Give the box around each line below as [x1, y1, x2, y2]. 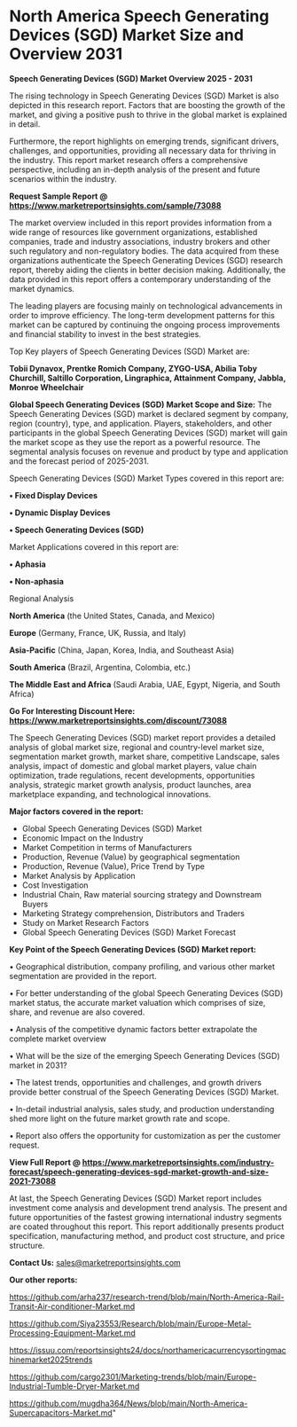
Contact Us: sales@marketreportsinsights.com [9, 1257, 182, 1267]
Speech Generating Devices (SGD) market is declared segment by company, [9, 408, 289, 419]
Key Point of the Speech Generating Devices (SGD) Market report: [9, 944, 257, 954]
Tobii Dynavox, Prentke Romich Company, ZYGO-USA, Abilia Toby [9, 363, 258, 373]
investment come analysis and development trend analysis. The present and [9, 1202, 288, 1212]
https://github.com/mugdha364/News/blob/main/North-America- [9, 1398, 248, 1408]
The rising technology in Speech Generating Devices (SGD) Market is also [9, 90, 279, 101]
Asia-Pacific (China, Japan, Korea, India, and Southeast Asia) [9, 645, 235, 655]
